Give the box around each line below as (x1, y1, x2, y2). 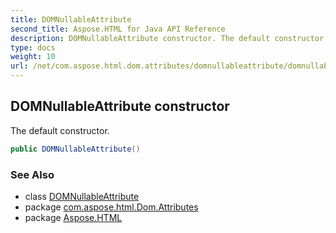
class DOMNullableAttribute (24, 190, 140, 202)
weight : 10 (10, 52, 56, 62)
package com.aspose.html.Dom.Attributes (24, 201, 199, 213)
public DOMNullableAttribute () (10, 144, 141, 154)
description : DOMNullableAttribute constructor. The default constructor (10, 33, 325, 43)
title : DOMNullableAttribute (10, 14, 132, 25)
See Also (10, 167, 55, 181)
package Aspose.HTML (24, 211, 123, 223)
